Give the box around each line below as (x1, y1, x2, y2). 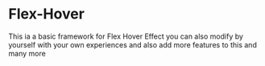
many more (8, 48, 46, 58)
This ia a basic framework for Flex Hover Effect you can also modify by (8, 31, 244, 41)
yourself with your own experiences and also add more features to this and (8, 39, 258, 49)
